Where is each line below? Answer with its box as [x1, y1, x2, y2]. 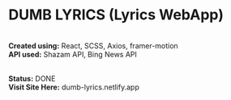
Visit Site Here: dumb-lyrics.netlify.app [8, 82, 139, 92]
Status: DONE [8, 73, 56, 83]
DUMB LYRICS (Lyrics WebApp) [8, 6, 225, 24]
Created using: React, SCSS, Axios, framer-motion [8, 40, 178, 50]
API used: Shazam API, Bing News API [8, 49, 138, 59]
